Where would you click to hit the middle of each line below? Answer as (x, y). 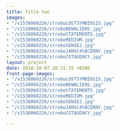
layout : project (27, 62)
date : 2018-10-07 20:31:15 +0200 (48, 68)
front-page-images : (31, 74)
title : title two (28, 12)
